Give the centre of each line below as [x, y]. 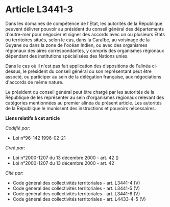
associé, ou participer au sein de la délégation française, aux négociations [83, 76]
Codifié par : [18, 128]
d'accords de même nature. [34, 82]
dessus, [14, 71]
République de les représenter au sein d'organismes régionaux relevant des [85, 97]
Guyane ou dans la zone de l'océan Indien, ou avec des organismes [76, 45]
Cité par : [15, 173]
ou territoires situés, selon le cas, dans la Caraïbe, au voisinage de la [78, 40]
